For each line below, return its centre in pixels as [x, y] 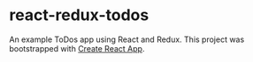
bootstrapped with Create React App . [77, 48]
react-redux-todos [79, 15]
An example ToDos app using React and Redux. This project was [127, 39]
